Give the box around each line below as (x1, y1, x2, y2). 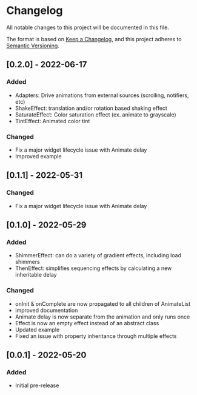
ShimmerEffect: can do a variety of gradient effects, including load (15, 252, 182, 259)
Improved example (15, 152, 62, 160)
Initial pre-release (15, 382, 59, 389)
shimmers (15, 258, 41, 266)
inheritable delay (15, 271, 57, 279)
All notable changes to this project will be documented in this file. (6, 24, 170, 31)
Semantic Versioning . (6, 42, 59, 49)
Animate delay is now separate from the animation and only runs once (15, 313, 190, 320)
